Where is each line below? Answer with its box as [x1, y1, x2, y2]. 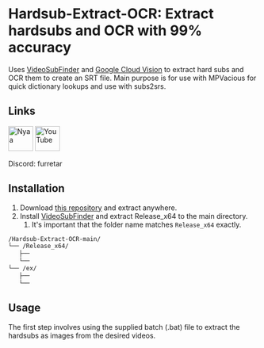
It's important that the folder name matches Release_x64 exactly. [31, 220, 242, 229]
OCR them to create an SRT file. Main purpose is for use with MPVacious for [8, 73, 257, 82]
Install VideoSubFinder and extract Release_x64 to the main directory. [19, 211, 248, 220]
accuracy [8, 39, 71, 56]
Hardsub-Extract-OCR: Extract [8, 5, 214, 23]
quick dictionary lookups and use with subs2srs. [8, 81, 166, 91]
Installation [8, 182, 65, 195]
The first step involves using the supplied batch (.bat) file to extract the [8, 322, 240, 331]
